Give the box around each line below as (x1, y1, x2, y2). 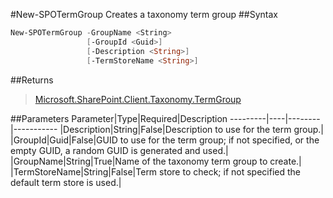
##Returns (10, 74, 54, 86)
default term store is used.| (10, 176, 122, 188)
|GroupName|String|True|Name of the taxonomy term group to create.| (10, 155, 302, 167)
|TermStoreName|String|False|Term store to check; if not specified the (10, 165, 301, 178)
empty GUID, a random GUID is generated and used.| (10, 144, 229, 156)
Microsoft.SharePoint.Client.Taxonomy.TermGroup (34, 93, 242, 105)
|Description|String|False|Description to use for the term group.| (59, 123, 324, 135)
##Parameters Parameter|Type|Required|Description (10, 112, 228, 124)
